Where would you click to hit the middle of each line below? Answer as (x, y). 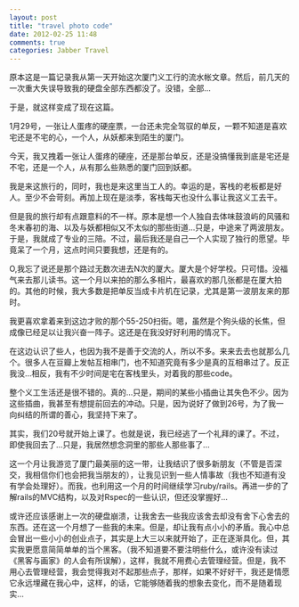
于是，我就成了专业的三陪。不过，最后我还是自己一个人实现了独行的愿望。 (145, 239)
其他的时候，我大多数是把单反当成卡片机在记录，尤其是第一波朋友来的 (153, 291)
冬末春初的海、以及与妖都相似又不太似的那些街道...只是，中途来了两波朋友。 (149, 227)
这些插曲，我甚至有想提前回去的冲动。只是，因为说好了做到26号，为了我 (143, 404)
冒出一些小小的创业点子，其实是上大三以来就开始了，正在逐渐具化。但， (149, 538)
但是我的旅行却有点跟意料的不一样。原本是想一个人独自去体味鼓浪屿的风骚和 (149, 217)
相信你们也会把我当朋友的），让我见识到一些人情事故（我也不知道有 (155, 475)
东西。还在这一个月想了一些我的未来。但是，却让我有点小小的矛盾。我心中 (145, 528)
